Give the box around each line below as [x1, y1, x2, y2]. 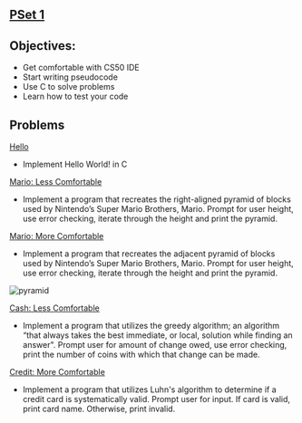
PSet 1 [9, 7, 45, 23]
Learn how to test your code [22, 91, 129, 102]
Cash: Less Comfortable [9, 303, 100, 313]
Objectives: [9, 38, 76, 53]
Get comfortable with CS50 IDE [22, 62, 141, 73]
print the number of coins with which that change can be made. [22, 349, 260, 361]
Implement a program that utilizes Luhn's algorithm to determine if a [22, 384, 277, 395]
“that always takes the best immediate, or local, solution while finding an [22, 330, 293, 341]
